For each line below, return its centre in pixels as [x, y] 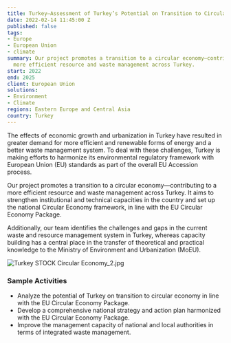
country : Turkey [30, 115]
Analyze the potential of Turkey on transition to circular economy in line [118, 296]
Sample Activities [37, 280]
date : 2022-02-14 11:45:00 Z [49, 20]
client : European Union [41, 84]
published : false [32, 26]
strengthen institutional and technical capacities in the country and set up [111, 199]
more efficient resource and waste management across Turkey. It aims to [111, 192]
